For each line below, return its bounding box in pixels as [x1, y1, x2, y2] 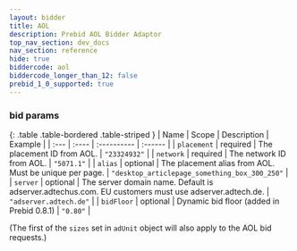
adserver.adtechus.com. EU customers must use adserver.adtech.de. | [9, 186, 270, 197]
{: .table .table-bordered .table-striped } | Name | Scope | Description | [9, 129, 269, 139]
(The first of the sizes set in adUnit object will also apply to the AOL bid [9, 222, 272, 233]
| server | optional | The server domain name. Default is [9, 176, 214, 188]
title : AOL [9, 21, 50, 30]
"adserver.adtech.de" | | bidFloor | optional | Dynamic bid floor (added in [9, 196, 280, 206]
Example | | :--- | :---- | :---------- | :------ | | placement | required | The [9, 138, 273, 149]
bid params [9, 109, 60, 121]
